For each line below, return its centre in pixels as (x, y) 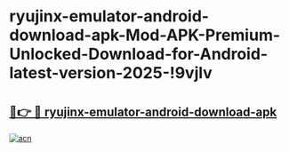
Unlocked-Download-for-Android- (139, 54)
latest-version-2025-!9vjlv (111, 73)
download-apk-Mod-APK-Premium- (145, 35)
